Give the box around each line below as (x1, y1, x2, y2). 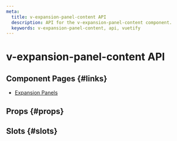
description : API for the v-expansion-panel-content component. (11, 19, 172, 25)
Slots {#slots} (6, 126, 58, 136)
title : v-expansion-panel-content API (11, 14, 107, 20)
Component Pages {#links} (6, 73, 108, 83)
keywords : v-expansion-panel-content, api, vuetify (11, 25, 141, 31)
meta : (6, 8, 19, 15)
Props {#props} (6, 106, 64, 116)
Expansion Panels (14, 89, 58, 96)
